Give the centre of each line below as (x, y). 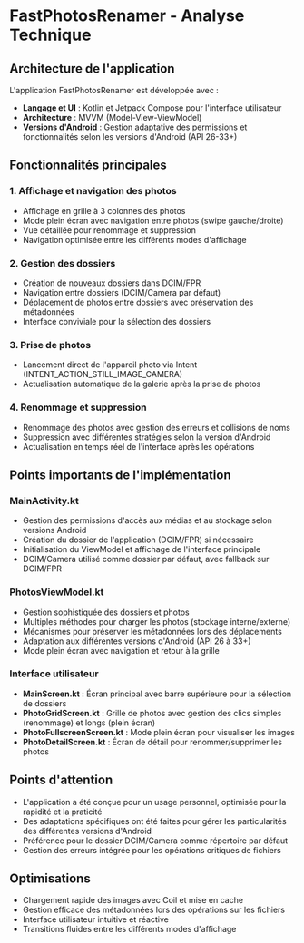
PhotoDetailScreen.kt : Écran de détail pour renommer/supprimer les (152, 742)
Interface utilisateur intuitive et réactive (96, 919)
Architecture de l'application (92, 68)
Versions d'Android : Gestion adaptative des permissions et (135, 127)
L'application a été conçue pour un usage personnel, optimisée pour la (154, 802)
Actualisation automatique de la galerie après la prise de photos (142, 384)
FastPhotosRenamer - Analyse (127, 16)
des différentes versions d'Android (87, 831)
